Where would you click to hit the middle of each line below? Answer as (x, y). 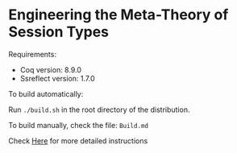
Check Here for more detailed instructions (78, 141)
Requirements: (32, 54)
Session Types (59, 32)
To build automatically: (46, 93)
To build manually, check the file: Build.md (79, 125)
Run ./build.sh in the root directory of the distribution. (99, 110)
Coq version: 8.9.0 (51, 69)
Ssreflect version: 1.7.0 (57, 78)
